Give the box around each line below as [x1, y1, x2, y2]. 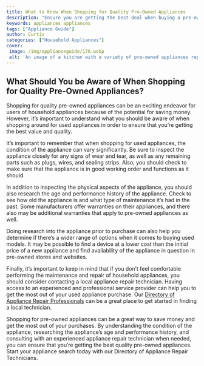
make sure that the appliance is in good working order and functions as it [6, 165, 189, 173]
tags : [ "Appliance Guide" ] [6, 25, 75, 32]
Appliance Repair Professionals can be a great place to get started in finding [6, 297, 197, 305]
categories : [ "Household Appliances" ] [6, 37, 104, 43]
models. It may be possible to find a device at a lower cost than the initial [6, 240, 188, 248]
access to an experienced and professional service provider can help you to [6, 285, 197, 292]
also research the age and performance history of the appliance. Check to [6, 190, 192, 197]
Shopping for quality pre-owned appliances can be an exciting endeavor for [6, 102, 196, 109]
